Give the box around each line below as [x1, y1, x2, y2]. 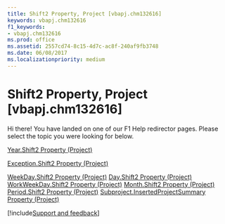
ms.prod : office [7, 37, 55, 44]
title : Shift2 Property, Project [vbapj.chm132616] [7, 10, 162, 18]
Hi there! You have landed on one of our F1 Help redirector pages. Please [7, 124, 219, 133]
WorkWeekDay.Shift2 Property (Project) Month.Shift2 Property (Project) [7, 180, 215, 188]
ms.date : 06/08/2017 [7, 50, 68, 57]
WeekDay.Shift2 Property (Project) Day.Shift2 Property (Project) [7, 173, 192, 181]
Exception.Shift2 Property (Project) [7, 159, 109, 167]
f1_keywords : [7, 23, 46, 30]
